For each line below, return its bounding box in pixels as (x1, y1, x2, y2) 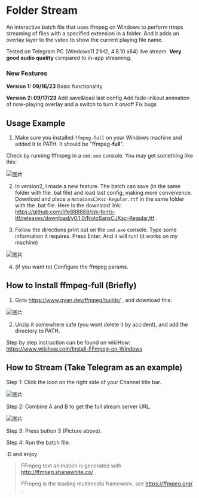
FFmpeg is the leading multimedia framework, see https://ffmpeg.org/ (20, 480, 193, 487)
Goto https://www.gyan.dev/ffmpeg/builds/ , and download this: (14, 296, 172, 303)
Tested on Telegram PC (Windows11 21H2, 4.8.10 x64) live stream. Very (6, 47, 182, 55)
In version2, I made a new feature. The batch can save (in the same (14, 183, 181, 190)
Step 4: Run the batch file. (6, 439, 71, 446)
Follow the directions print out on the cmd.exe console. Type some (14, 226, 177, 234)
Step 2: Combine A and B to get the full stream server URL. (6, 403, 151, 410)
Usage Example (6, 118, 66, 128)
